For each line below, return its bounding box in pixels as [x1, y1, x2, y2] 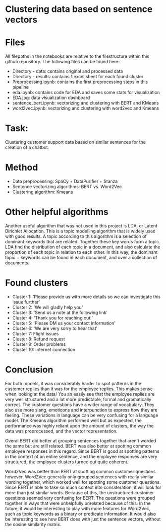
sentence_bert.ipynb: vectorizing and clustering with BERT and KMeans [12, 100, 159, 106]
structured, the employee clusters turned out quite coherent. [5, 459, 129, 465]
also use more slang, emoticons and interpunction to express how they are [5, 407, 158, 413]
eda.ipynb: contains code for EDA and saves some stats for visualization [12, 90, 160, 96]
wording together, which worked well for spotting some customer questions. [5, 479, 161, 485]
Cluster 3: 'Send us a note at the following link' [12, 310, 108, 316]
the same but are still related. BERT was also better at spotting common [5, 443, 151, 449]
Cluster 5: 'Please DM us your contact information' [12, 320, 116, 326]
